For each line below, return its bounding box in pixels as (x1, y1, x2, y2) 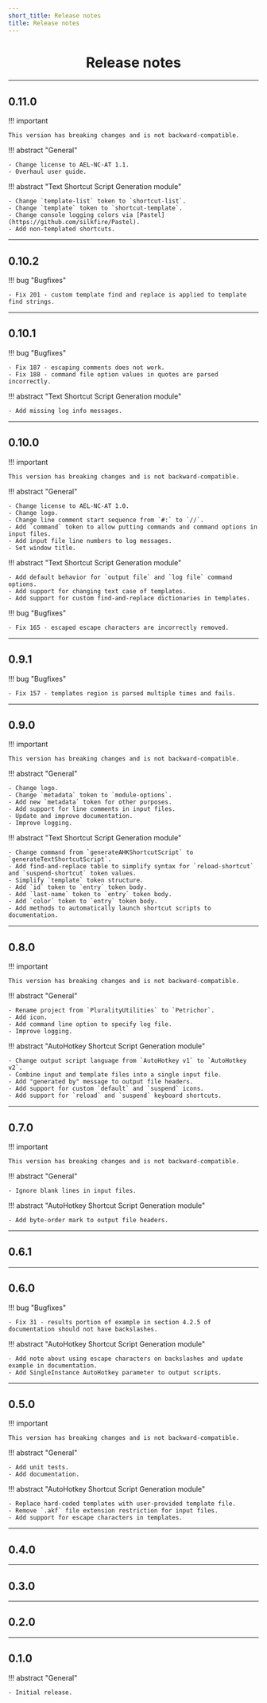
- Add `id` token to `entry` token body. (8, 883, 148, 891)
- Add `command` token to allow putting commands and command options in (8, 523, 258, 531)
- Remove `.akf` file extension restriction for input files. (8, 1507, 219, 1515)
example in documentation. (8, 1361, 98, 1370)
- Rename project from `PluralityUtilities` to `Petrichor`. (8, 1006, 215, 1015)
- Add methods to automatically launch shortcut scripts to (8, 904, 212, 913)
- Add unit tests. (8, 1464, 69, 1472)
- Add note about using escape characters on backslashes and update (8, 1355, 244, 1363)
